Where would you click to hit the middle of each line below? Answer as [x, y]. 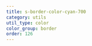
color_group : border [32, 28]
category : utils [26, 17]
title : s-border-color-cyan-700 [46, 12]
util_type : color [28, 23]
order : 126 [20, 34]
